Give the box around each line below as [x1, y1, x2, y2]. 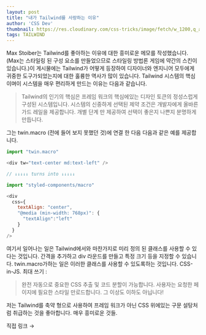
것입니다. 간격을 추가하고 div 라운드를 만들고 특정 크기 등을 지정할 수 [17, 252, 181, 260]
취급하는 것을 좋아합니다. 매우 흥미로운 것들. [12, 309, 118, 316]
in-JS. [6, 268, 21, 275]
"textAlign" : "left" [22, 216, 72, 222]
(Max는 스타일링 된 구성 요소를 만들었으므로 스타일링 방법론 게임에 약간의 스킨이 [6, 57, 197, 64]
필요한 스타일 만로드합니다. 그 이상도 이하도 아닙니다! [37, 288, 164, 296]
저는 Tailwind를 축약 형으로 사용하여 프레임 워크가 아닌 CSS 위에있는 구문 [6, 301, 182, 309]
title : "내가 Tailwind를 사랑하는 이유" [6, 15, 99, 21]
